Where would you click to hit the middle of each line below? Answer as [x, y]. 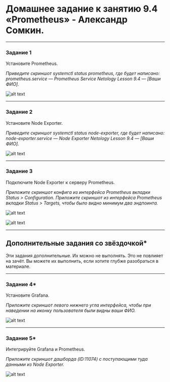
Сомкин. [25, 30]
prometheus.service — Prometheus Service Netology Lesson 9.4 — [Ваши [83, 79]
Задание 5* [21, 338]
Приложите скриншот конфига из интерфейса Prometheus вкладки [78, 192]
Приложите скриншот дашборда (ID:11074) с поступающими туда [77, 359]
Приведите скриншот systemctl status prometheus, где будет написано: [83, 74]
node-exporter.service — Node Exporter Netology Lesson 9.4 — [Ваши [80, 138]
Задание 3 [19, 171]
